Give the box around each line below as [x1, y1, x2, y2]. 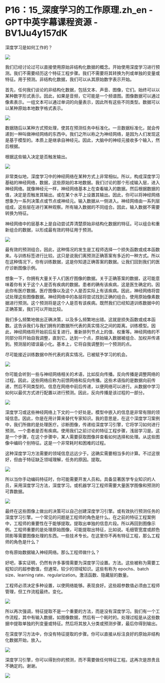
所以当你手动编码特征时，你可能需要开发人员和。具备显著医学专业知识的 [5, 476, 151, 482]
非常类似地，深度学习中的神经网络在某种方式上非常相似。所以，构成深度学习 [5, 173, 160, 179]
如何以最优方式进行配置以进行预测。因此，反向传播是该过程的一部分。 [5, 389, 147, 396]
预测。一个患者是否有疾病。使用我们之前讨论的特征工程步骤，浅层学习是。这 [5, 427, 160, 433]
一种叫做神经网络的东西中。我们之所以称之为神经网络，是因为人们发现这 [13, 131, 160, 137]
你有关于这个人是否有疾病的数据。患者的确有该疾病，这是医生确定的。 [13, 281, 156, 287]
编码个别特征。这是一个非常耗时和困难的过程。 [13, 440, 109, 446]
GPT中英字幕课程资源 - [5, 17, 98, 28]
